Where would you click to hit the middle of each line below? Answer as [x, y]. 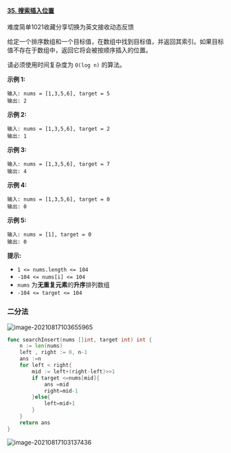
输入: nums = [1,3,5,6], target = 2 [58, 129]
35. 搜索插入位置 [31, 10]
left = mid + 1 [59, 404]
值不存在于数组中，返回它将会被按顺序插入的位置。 [79, 50]
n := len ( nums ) [41, 346]
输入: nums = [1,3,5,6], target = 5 [58, 94]
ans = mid [56, 384]
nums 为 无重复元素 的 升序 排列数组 [63, 285]
